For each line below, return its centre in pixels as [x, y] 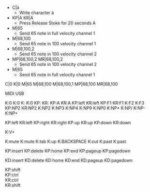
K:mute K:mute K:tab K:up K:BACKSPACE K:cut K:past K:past [66, 141]
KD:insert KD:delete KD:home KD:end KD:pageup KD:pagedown [69, 160]
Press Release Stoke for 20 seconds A [57, 23]
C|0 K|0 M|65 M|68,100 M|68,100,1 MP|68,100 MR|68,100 [61, 84]
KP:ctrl [12, 175]
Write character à [37, 13]
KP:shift [13, 170]
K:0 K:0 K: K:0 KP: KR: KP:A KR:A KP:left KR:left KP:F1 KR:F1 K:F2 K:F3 [75, 103]
